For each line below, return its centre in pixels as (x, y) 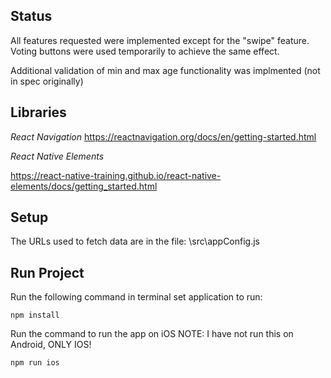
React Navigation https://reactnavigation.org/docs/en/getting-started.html (163, 136)
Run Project (47, 272)
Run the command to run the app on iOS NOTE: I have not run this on (152, 334)
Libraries (38, 112)
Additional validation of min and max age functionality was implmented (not (165, 70)
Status (31, 16)
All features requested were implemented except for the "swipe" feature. (160, 40)
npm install (35, 315)
